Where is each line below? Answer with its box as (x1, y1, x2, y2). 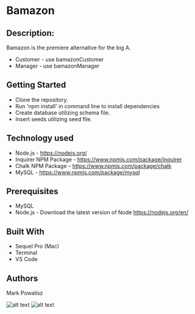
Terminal (15, 249, 38, 256)
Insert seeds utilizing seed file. (15, 115, 93, 122)
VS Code (15, 256, 38, 263)
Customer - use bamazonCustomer (15, 56, 104, 63)
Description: (6, 28, 55, 38)
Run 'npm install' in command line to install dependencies (15, 102, 160, 110)
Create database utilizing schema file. (15, 109, 110, 116)
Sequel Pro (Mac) (15, 243, 60, 250)
